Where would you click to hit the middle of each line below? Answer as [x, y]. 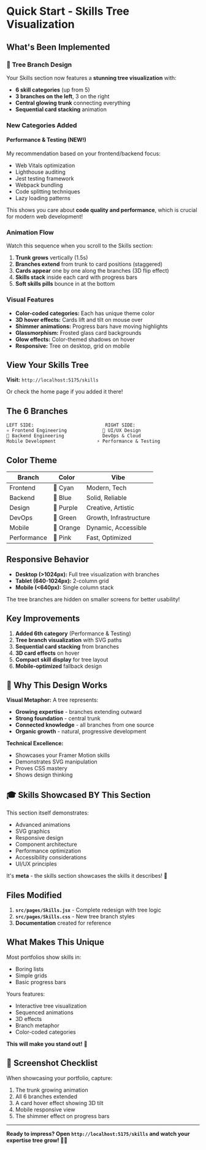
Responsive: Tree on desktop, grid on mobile [72, 346]
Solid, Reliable [106, 498]
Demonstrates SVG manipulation [56, 762]
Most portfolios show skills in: [44, 957]
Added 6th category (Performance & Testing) [73, 633]
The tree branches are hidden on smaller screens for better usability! [93, 599]
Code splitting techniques [48, 191]
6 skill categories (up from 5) [52, 90]
